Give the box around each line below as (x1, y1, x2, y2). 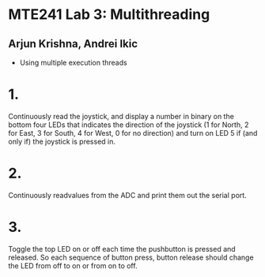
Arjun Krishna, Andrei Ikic (8, 37, 138, 51)
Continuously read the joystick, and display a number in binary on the (8, 111, 235, 121)
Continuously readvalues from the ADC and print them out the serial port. (8, 190, 247, 200)
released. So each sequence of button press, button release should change (8, 253, 255, 262)
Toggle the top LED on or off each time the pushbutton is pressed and (8, 244, 236, 253)
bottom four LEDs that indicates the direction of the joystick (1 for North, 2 (8, 120, 249, 129)
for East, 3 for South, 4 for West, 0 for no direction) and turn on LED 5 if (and (8, 128, 258, 137)
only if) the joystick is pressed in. (8, 137, 116, 146)
